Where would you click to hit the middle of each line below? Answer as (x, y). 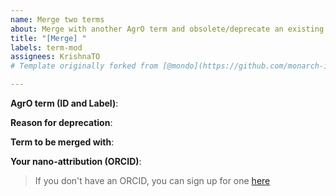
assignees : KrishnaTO (55, 57)
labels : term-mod (46, 47)
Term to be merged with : (62, 142)
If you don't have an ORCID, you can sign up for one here (152, 180)
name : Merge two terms (57, 19)
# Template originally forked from (84, 66)
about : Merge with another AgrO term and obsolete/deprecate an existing (167, 29)
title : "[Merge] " (48, 38)
